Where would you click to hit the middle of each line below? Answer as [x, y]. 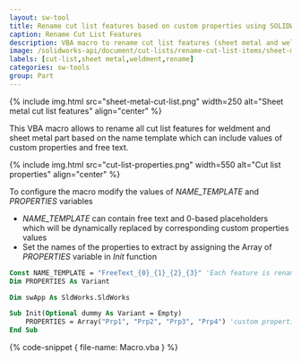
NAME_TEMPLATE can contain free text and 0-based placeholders [145, 218]
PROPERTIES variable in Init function [90, 256]
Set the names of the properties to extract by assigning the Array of [147, 246]
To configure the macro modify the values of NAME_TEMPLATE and [134, 191]
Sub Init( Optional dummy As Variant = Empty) [95, 314]
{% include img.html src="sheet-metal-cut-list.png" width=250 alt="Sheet [146, 101]
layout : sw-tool [39, 17]
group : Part [31, 76]
